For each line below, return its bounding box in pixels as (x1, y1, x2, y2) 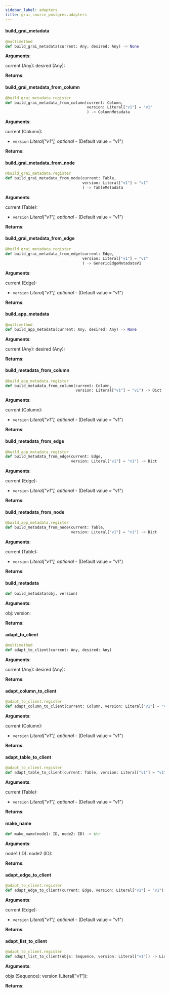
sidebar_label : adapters (5, 7, 58, 13)
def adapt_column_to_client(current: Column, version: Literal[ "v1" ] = (5, 704, 159, 709)
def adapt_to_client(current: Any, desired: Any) (5, 647, 112, 653)
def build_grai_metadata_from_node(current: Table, (5, 176, 116, 181)
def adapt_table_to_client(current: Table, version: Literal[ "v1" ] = (5, 770, 155, 775)
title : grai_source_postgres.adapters (5, 12, 87, 17)
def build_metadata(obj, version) (5, 591, 78, 596)
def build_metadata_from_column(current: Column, (5, 383, 112, 388)
